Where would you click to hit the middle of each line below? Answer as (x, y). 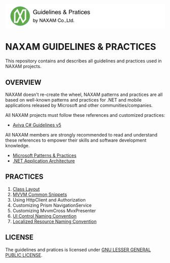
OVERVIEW (23, 82)
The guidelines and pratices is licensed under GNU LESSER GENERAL (78, 249)
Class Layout (26, 189)
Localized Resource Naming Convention (55, 221)
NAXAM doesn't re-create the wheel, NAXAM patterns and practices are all (84, 94)
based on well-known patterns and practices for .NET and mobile (74, 100)
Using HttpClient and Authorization (49, 200)
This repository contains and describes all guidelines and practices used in (83, 61)
